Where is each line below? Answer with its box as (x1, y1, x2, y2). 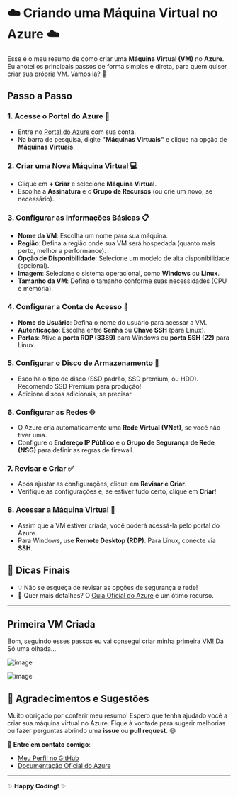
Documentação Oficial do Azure (17, 762, 111, 770)
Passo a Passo (7, 90, 73, 102)
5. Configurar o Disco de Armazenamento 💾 (7, 358, 160, 368)
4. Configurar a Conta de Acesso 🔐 (7, 302, 129, 312)
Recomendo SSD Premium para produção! (17, 381, 142, 390)
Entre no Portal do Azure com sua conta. (17, 128, 137, 136)
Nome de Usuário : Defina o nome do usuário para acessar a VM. (17, 318, 208, 326)
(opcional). (17, 262, 50, 270)
